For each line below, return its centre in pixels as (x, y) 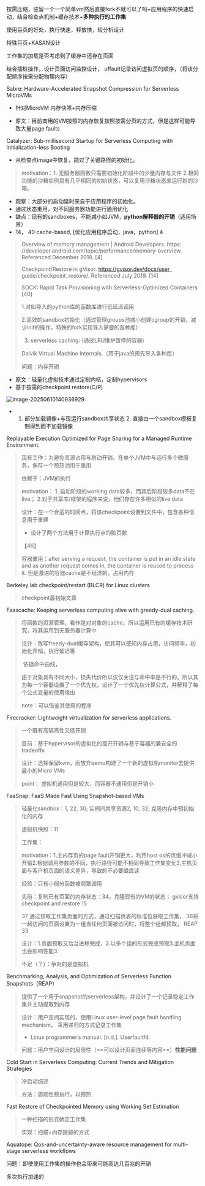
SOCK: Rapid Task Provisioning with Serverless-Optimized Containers (109, 287)
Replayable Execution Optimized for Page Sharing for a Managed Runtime (99, 438)
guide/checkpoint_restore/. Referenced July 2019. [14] (90, 276)
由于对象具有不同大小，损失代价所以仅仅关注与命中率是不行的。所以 (107, 677)
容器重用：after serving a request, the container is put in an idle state (108, 559)
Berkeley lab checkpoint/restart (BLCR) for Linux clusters (78, 585)
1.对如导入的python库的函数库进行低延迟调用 (78, 306)
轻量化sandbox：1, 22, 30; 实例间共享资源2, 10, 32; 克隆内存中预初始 (108, 808)
